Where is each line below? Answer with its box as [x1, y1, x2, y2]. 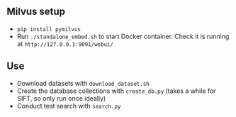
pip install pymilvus [16, 26, 81, 33]
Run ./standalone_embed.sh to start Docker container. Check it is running [16, 32, 230, 40]
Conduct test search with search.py [16, 101, 121, 110]
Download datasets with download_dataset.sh [16, 79, 150, 87]
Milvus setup [6, 6, 65, 18]
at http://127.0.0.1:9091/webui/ [16, 39, 114, 48]
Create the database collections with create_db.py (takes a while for [16, 87, 216, 95]
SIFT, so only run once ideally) [16, 94, 106, 102]
